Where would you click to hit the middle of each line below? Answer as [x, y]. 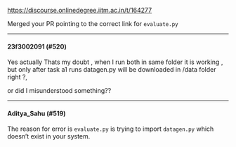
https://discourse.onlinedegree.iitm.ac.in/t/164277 [80, 10]
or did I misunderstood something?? [59, 91]
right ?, [18, 77]
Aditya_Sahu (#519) [37, 113]
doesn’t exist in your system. [49, 136]
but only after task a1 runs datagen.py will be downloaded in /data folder [112, 70]
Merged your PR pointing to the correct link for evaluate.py [93, 24]
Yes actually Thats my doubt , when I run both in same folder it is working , [115, 62]
